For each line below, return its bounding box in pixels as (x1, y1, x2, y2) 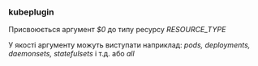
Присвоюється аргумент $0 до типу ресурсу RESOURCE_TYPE (8, 25, 226, 35)
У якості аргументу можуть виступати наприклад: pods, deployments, (8, 40, 251, 50)
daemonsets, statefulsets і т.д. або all (8, 49, 135, 59)
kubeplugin (8, 6, 54, 18)
